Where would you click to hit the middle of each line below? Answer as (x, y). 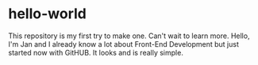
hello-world (48, 14)
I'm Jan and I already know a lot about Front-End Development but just (124, 44)
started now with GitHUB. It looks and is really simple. (96, 52)
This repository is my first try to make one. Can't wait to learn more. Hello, (129, 36)
